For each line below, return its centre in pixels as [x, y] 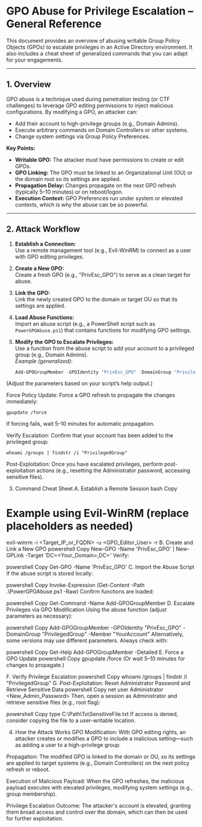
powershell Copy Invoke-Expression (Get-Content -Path [75, 585]
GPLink [15, 556]
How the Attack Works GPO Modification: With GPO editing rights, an [100, 732]
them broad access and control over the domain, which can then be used [97, 812]
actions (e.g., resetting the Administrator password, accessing [113, 471]
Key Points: [21, 148]
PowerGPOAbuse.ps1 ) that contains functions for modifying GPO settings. [103, 330]
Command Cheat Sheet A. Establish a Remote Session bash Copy [96, 489]
